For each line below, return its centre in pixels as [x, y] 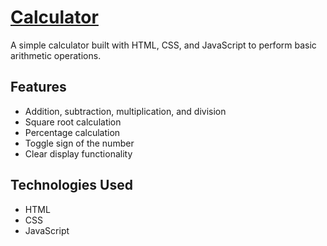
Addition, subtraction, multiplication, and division [125, 111]
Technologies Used [71, 185]
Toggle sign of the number [79, 143]
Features [38, 87]
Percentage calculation [72, 132]
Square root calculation [73, 122]
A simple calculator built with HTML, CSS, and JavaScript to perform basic [163, 45]
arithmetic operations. [56, 55]
